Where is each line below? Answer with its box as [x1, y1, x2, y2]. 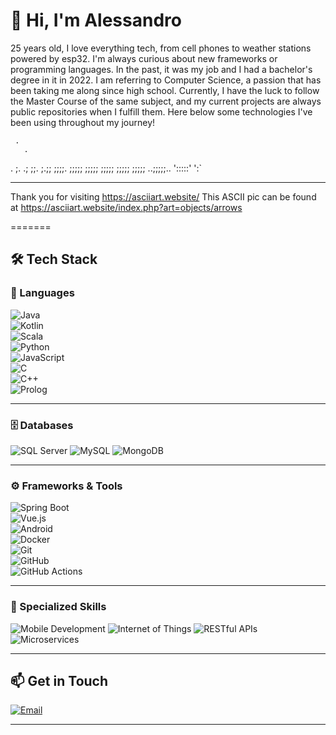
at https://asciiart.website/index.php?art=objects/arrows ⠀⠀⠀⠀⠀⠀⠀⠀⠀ [10, 201, 303, 213]
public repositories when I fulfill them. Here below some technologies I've [10, 105, 313, 118]
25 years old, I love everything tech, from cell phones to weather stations [10, 42, 312, 54]
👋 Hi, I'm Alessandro [10, 9, 182, 32]
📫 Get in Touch [10, 672, 109, 689]
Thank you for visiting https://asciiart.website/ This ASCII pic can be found [10, 190, 317, 203]
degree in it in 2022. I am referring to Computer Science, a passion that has [10, 74, 322, 86]
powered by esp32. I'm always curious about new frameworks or [10, 52, 278, 64]
